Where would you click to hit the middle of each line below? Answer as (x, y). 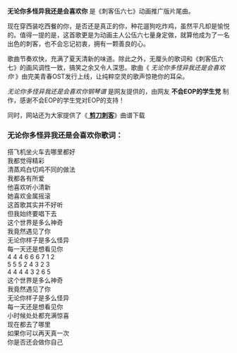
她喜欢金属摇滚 (29, 196)
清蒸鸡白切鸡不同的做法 (41, 169)
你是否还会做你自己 (35, 342)
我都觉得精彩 (26, 161)
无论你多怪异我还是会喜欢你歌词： (65, 135)
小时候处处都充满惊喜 (38, 316)
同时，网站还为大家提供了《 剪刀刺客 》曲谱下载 (76, 115)
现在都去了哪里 (29, 325)
